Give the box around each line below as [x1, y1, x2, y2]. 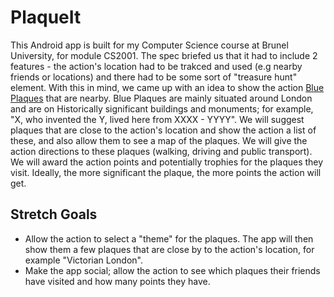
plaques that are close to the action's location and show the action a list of [10, 124, 317, 136]
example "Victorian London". [24, 254, 143, 266]
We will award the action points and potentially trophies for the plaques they [10, 156, 324, 168]
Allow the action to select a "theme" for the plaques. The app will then [24, 232, 314, 245]
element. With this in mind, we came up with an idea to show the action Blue [10, 81, 325, 93]
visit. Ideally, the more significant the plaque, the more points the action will [10, 166, 322, 178]
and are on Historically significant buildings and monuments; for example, [10, 102, 314, 115]
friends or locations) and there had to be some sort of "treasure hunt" [10, 71, 298, 83]
